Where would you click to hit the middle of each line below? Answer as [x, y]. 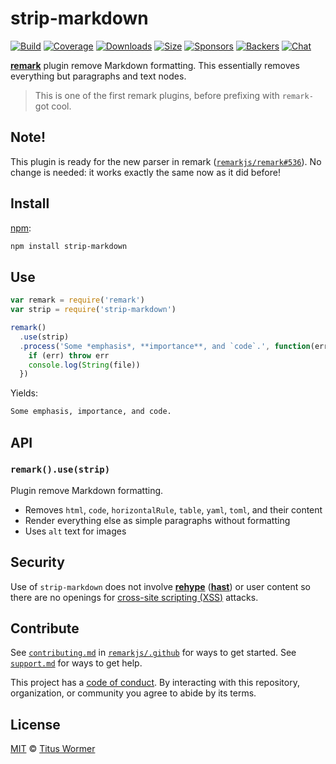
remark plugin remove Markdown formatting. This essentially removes [155, 65]
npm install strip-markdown [69, 246]
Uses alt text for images [75, 531]
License [35, 724]
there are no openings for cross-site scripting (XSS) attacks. [134, 597]
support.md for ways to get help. [76, 663]
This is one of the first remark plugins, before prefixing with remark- [174, 95]
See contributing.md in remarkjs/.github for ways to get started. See [153, 653]
